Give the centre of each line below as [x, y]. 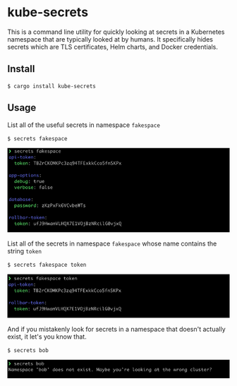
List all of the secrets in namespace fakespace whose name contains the [112, 243]
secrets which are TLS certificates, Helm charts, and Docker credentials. [113, 47]
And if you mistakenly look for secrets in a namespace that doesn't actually [116, 329]
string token [25, 251]
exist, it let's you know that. [47, 337]
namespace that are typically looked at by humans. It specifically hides [110, 39]
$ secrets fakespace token [47, 265]
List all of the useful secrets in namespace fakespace [84, 125]
